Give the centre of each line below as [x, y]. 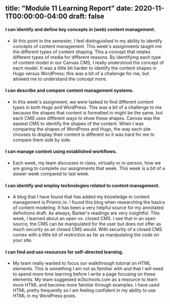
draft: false [86, 17]
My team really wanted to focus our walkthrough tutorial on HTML [82, 263]
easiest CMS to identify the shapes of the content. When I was [78, 123]
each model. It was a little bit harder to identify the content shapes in [84, 68]
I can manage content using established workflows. [61, 151]
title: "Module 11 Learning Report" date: [69, 8]
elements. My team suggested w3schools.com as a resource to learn [85, 279]
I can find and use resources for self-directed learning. [64, 252]
